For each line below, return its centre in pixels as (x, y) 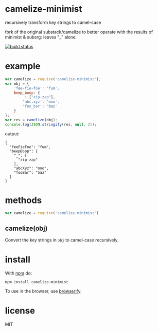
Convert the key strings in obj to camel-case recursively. (62, 240)
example (23, 66)
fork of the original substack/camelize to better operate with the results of (79, 32)
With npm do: (19, 273)
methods (24, 200)
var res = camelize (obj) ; (31, 120)
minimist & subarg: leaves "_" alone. (41, 37)
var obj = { (17, 84)
